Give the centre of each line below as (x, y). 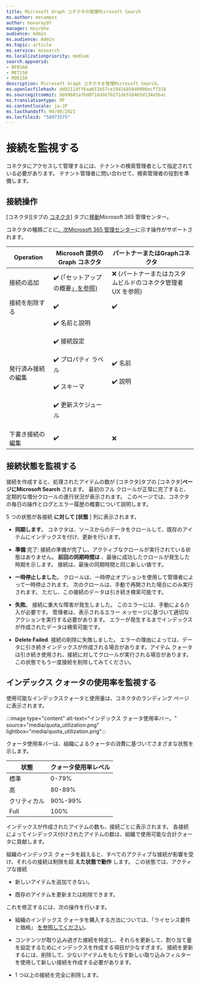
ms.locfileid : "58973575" (38, 117)
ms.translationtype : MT (36, 100)
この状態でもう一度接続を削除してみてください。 (75, 662)
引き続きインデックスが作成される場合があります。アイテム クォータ (109, 647)
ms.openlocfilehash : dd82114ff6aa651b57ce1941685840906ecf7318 (86, 89)
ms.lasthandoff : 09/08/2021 (41, 111)
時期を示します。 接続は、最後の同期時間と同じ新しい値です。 (90, 564)
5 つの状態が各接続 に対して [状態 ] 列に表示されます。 (73, 517)
